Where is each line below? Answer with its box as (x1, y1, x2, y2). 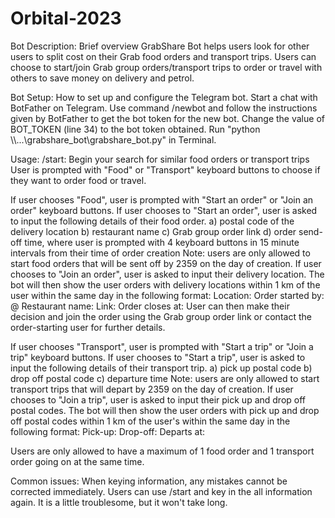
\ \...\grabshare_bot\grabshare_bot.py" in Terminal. (10, 133, 217, 146)
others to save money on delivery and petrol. (10, 72, 195, 84)
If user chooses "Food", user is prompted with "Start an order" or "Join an (10, 193, 314, 206)
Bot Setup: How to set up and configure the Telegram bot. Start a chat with (10, 91, 318, 103)
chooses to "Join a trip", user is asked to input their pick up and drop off (10, 393, 307, 406)
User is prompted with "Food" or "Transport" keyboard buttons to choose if (10, 163, 321, 176)
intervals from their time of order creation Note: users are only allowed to (10, 247, 311, 259)
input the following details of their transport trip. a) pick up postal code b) (10, 362, 313, 374)
